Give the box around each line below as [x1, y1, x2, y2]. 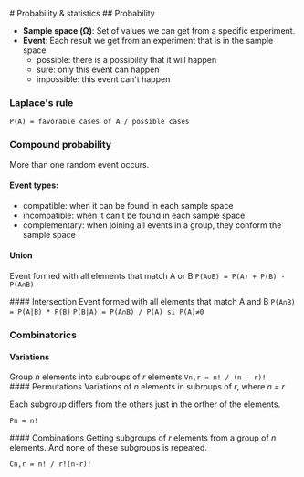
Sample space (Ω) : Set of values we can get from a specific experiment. [22, 26, 296, 36]
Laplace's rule [9, 96, 74, 109]
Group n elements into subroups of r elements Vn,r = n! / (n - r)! [9, 371, 267, 382]
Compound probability [9, 139, 112, 151]
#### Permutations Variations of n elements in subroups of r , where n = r [9, 381, 286, 392]
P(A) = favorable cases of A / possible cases [9, 118, 190, 127]
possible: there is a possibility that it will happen [36, 55, 217, 65]
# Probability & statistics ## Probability [9, 8, 155, 18]
